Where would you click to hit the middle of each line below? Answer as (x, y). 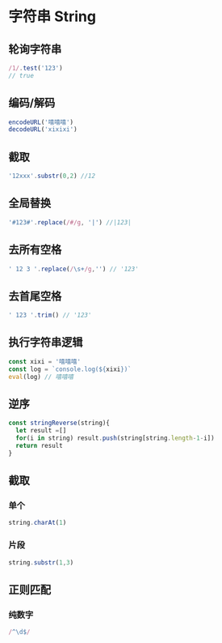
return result (39, 445)
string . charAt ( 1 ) (38, 523)
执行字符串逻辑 (46, 342)
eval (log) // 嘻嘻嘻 (41, 377)
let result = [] (41, 431)
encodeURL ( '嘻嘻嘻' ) (41, 122)
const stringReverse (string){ (59, 423)
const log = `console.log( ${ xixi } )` (70, 369)
